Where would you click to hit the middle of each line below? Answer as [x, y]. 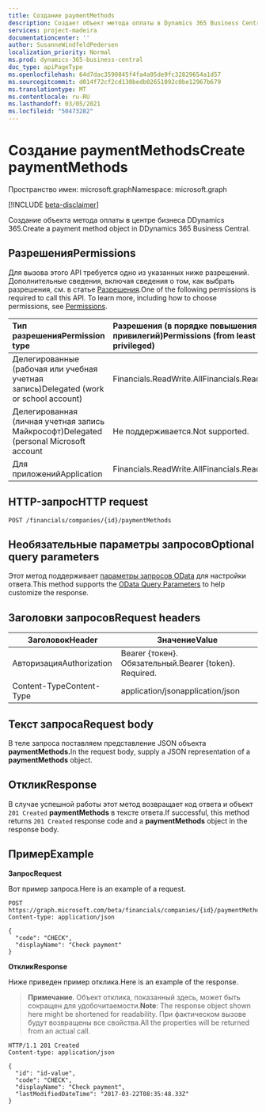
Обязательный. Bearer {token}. [178, 663]
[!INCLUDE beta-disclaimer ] [53, 204]
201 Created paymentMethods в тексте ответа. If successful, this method [129, 812]
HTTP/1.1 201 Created [44, 1045]
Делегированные [46, 359]
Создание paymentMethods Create [127, 151]
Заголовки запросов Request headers [104, 618]
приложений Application [57, 474]
